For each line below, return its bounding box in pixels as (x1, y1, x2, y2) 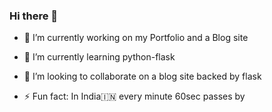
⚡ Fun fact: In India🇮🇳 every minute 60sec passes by (23, 90, 246, 103)
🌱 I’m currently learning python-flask (23, 51, 176, 63)
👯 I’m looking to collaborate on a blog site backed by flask (23, 70, 262, 83)
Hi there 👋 (9, 9, 59, 23)
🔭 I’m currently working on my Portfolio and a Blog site (23, 32, 249, 44)
